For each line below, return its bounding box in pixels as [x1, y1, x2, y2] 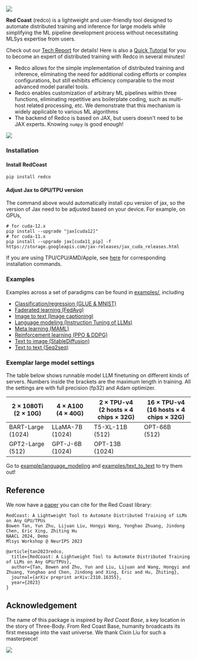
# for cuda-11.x [6, 234, 46, 239]
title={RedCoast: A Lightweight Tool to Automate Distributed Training [11, 554, 191, 560]
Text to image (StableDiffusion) [14, 337, 90, 344]
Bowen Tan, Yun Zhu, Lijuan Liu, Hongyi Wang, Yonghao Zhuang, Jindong [6, 522, 185, 529]
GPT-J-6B [52, 440, 82, 448]
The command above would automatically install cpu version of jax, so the [6, 199, 185, 207]
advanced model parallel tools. [14, 83, 89, 90]
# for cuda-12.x [6, 224, 46, 229]
